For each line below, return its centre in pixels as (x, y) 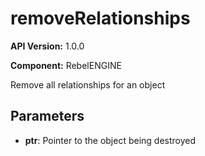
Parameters (47, 116)
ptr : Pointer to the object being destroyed (110, 140)
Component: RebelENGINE (66, 65)
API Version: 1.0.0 (47, 46)
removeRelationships (100, 18)
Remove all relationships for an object (88, 84)
